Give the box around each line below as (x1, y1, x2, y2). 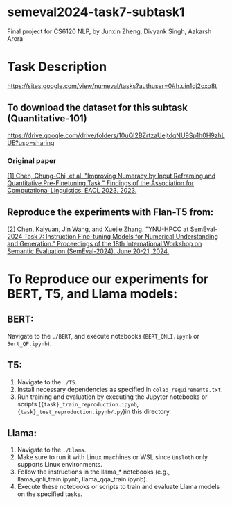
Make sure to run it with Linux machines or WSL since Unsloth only (17, 453, 208, 461)
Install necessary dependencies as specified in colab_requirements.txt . (17, 385, 223, 393)
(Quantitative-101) (7, 112, 88, 125)
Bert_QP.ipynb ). (7, 339, 52, 348)
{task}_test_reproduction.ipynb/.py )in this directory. (17, 407, 172, 416)
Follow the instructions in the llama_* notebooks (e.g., (17, 468, 170, 476)
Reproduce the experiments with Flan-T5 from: (7, 206, 214, 219)
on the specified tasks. (17, 490, 83, 498)
